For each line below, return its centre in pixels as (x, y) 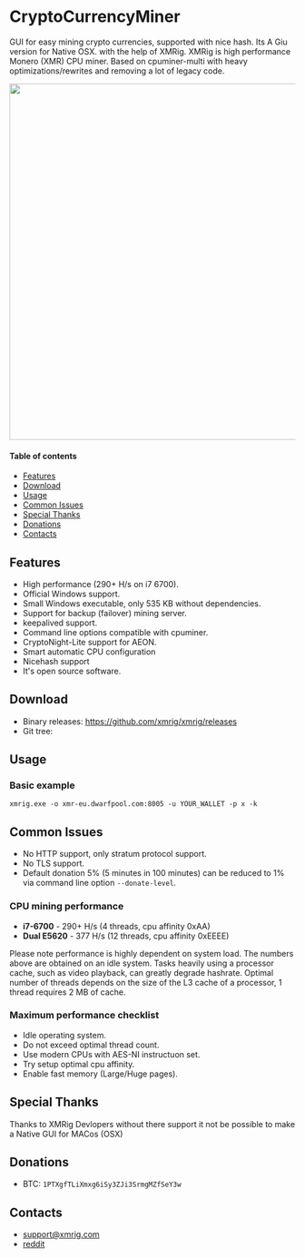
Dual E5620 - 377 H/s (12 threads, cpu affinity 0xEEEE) (126, 936)
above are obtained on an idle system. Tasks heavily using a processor (142, 963)
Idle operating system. (64, 1035)
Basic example (42, 785)
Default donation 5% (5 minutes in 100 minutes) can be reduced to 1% (153, 873)
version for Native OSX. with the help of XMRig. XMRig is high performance (150, 51)
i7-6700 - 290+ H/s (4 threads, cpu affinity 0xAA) (116, 926)
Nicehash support (56, 661)
